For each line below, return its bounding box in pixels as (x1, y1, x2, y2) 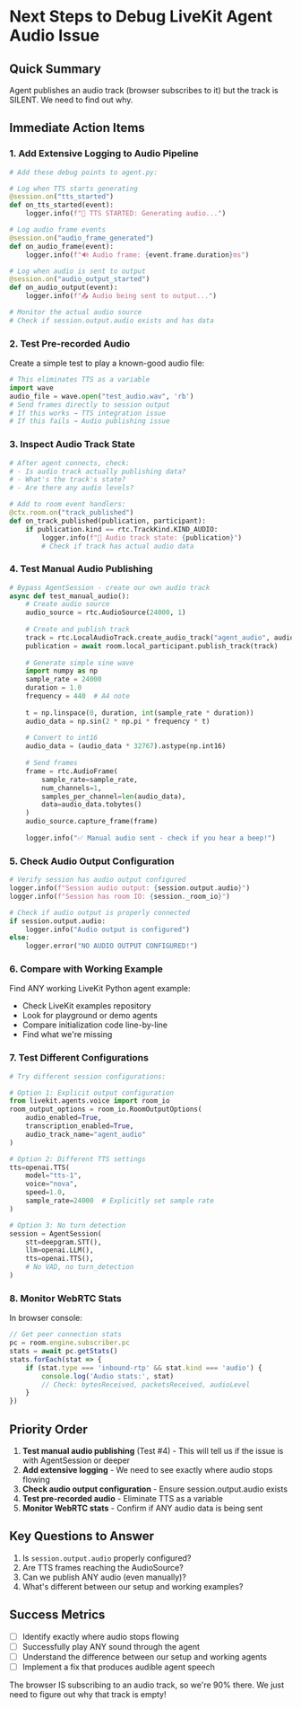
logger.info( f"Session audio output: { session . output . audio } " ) (9, 884, 251, 893)
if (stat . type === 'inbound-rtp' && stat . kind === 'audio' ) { (25, 1363, 262, 1372)
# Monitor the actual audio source (9, 308, 142, 317)
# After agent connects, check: (9, 458, 130, 468)
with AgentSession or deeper (21, 1455, 131, 1466)
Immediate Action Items (9, 120, 145, 136)
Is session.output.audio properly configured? (21, 1552, 192, 1564)
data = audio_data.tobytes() (41, 800, 142, 809)
